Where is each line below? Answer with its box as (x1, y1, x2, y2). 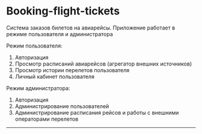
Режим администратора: (6, 84, 70, 91)
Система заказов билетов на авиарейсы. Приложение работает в (6, 24, 176, 31)
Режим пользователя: (6, 42, 63, 49)
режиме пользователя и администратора (6, 30, 113, 37)
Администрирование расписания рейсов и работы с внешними (14, 109, 179, 116)
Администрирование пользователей (14, 102, 109, 109)
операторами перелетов (14, 115, 79, 123)
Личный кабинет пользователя (14, 73, 95, 80)
